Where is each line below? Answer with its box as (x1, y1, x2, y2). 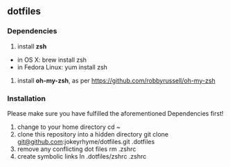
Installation (7, 94, 46, 103)
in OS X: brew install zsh (17, 55, 87, 64)
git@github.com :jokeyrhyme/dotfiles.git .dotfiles (17, 137, 155, 146)
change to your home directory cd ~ (17, 123, 121, 131)
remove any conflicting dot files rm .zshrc (17, 145, 136, 153)
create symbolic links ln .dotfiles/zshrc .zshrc (17, 152, 147, 160)
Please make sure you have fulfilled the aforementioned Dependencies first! (7, 109, 224, 117)
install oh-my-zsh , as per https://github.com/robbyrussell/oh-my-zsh (17, 76, 216, 85)
